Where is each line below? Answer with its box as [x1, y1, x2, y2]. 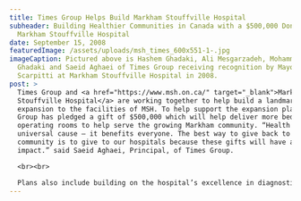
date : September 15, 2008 [9, 38, 106, 47]
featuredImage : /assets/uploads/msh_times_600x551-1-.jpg [9, 46, 230, 55]
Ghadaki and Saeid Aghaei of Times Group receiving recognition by [17, 63, 275, 72]
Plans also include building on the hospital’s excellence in [17, 178, 254, 188]
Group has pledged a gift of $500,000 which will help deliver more [17, 113, 279, 121]
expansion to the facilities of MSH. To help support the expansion [17, 105, 279, 113]
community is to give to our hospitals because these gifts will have [17, 138, 287, 147]
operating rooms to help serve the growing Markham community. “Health [17, 121, 291, 130]
